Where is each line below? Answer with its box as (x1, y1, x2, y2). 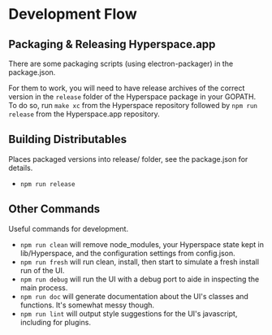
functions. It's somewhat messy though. (19, 300, 155, 310)
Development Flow (8, 5, 137, 24)
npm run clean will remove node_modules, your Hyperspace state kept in (19, 239, 264, 249)
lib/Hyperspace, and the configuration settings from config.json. (19, 248, 235, 258)
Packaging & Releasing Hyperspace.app (8, 37, 216, 51)
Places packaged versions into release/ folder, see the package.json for (8, 154, 248, 163)
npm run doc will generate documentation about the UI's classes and (19, 291, 249, 301)
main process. (19, 282, 68, 293)
